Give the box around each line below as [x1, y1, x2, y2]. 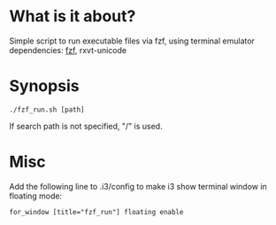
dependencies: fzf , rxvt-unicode [9, 44, 126, 55]
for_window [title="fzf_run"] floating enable [9, 207, 184, 216]
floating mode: [9, 190, 63, 201]
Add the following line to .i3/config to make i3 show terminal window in [9, 181, 267, 191]
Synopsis [9, 76, 80, 97]
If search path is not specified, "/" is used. [9, 120, 163, 131]
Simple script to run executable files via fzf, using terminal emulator [9, 35, 255, 46]
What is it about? [9, 6, 136, 27]
